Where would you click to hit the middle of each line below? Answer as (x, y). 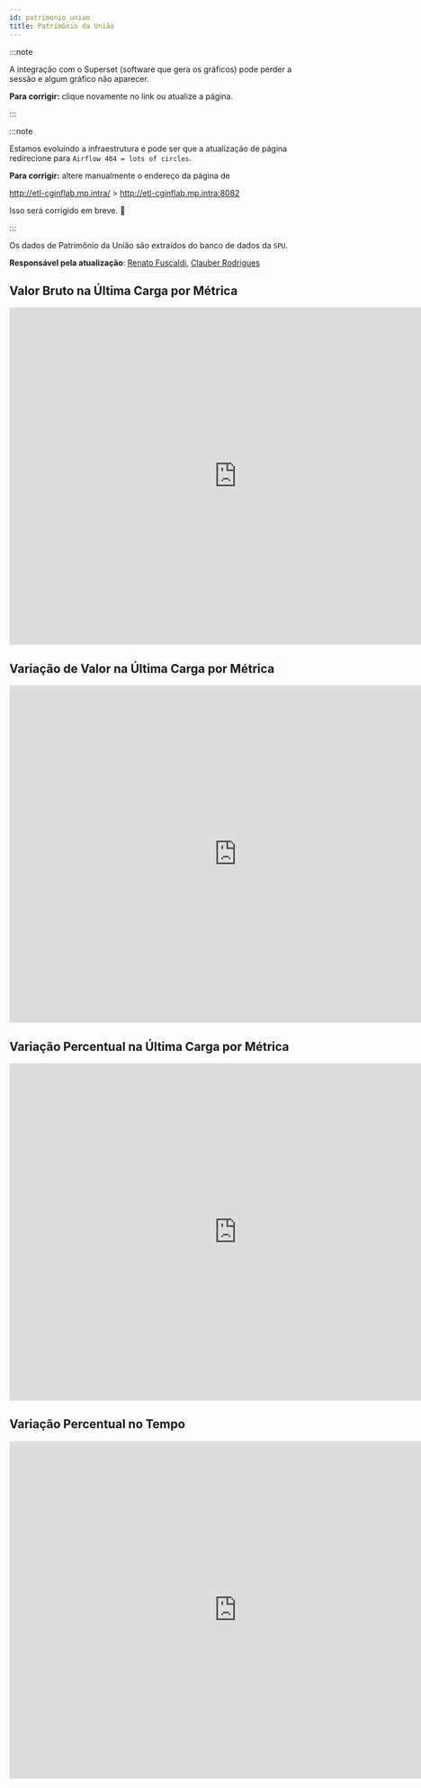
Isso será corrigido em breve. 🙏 (67, 210)
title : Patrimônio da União (62, 26)
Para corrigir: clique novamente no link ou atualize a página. (121, 96)
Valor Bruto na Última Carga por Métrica (124, 290)
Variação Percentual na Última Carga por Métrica (149, 1046)
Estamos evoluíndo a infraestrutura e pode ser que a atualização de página (148, 148)
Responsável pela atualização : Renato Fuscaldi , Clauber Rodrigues (135, 263)
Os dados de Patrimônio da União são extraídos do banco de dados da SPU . (149, 245)
